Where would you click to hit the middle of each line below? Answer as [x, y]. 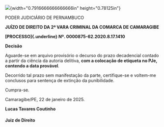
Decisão [14, 46]
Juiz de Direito [20, 120]
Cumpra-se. [17, 90]
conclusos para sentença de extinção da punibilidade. [60, 80]
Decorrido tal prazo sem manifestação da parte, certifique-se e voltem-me [81, 75]
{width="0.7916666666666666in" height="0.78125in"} [66, 8]
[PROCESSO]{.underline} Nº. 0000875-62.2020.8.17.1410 [65, 36]
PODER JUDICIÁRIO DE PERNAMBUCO [45, 18]
